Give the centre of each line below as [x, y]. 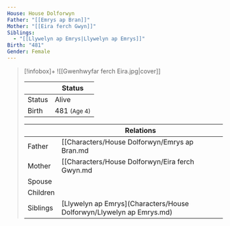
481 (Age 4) [73, 110]
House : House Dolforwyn [41, 13]
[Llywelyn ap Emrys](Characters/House [125, 203]
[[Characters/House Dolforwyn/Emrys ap [127, 142]
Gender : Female [29, 52]
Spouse [40, 181]
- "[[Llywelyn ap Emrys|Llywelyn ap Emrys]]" [79, 39]
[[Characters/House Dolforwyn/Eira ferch [128, 162]
